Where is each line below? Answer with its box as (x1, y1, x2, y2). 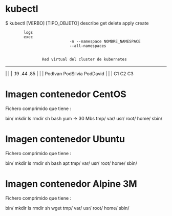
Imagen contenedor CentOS (5, 89, 126, 100)
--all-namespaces (69, 43, 106, 49)
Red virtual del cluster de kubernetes (41, 57, 127, 62)
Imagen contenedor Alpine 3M (5, 178, 137, 189)
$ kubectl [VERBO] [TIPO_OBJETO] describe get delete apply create (5, 20, 149, 26)
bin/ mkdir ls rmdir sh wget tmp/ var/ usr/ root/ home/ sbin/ (5, 205, 130, 211)
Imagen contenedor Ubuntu (5, 134, 125, 145)
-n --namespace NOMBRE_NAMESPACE (69, 39, 141, 44)
